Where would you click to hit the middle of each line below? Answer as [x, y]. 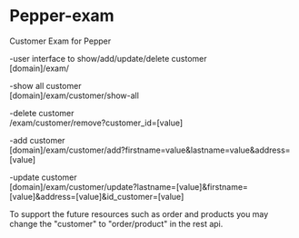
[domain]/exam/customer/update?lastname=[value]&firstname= [129, 186]
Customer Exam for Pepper [60, 41]
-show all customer [45, 85]
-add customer [37, 140]
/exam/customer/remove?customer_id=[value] [96, 123]
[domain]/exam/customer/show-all [74, 95]
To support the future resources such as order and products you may [139, 213]
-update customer [43, 177]
